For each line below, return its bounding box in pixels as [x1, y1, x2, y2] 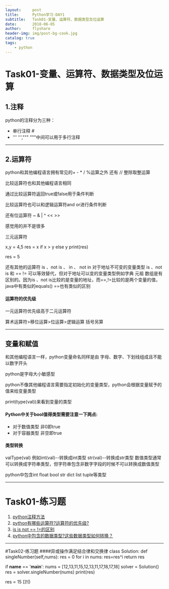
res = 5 [5, 254, 20, 260]
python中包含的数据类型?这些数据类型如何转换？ [12, 532, 113, 538]
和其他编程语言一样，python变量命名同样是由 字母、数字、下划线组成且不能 [5, 354, 162, 360]
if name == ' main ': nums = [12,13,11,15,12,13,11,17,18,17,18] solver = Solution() [5, 563, 159, 569]
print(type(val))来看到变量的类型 [5, 399, 72, 405]
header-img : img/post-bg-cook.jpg [5, 31, 78, 36]
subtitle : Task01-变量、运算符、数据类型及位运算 [5, 17, 105, 22]
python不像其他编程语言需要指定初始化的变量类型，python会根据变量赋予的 [5, 382, 162, 388]
